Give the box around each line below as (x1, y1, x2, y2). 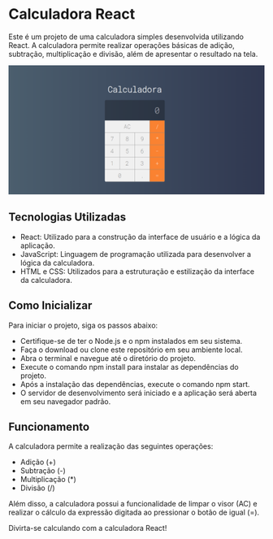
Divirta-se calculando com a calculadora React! (8, 524, 167, 533)
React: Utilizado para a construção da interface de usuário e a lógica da (19, 232, 261, 241)
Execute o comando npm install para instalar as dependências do (19, 362, 240, 372)
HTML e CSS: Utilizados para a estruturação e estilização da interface (19, 266, 254, 276)
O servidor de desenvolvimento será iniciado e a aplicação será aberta (19, 388, 258, 398)
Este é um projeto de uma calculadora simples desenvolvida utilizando (8, 32, 245, 41)
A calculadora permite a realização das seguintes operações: (8, 441, 214, 451)
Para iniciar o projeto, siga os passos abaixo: (8, 320, 158, 330)
